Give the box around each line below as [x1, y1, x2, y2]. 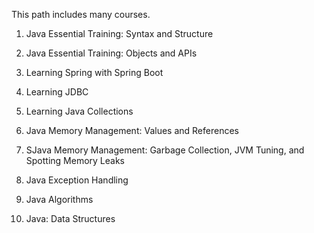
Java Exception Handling [25, 174, 129, 186]
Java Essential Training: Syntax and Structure [25, 28, 214, 39]
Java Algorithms [25, 194, 94, 205]
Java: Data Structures [25, 213, 116, 224]
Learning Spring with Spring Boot [25, 67, 164, 78]
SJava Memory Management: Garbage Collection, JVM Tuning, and [25, 144, 305, 156]
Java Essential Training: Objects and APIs [25, 47, 198, 59]
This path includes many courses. [11, 9, 151, 20]
